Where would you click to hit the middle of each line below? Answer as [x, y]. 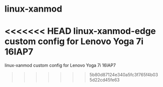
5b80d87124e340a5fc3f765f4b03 [124, 75]
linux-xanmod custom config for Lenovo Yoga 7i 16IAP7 [60, 65]
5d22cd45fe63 [105, 80]
